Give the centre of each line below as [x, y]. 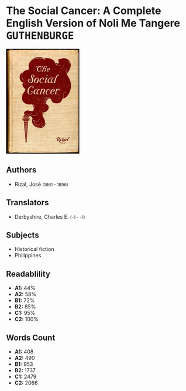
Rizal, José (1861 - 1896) [41, 184]
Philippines [28, 256]
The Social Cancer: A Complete [84, 11]
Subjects [23, 235]
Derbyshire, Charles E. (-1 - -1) [50, 217]
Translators [27, 203]
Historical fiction [34, 249]
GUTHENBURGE [40, 36]
